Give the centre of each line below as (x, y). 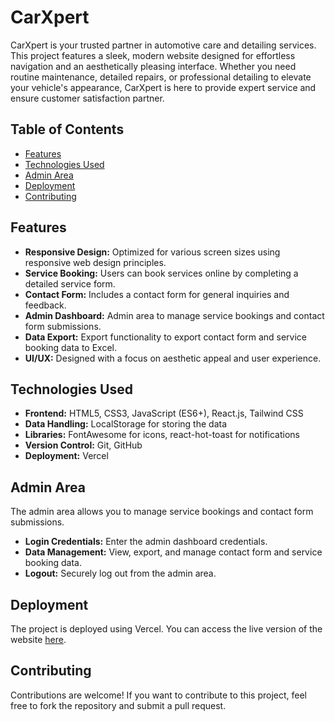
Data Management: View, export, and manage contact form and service (173, 552)
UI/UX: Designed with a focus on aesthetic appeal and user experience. (173, 358)
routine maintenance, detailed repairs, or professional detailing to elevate (161, 77)
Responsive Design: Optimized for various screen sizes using (152, 252)
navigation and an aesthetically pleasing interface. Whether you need (153, 66)
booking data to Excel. (71, 347)
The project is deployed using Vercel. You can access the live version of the (166, 629)
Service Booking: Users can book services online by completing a (161, 273)
